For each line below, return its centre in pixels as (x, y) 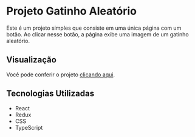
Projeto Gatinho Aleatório (71, 11)
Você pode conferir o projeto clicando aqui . (61, 75)
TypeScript (29, 127)
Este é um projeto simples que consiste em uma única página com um (94, 28)
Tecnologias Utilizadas (50, 94)
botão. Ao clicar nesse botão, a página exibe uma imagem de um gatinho (98, 34)
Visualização (31, 60)
